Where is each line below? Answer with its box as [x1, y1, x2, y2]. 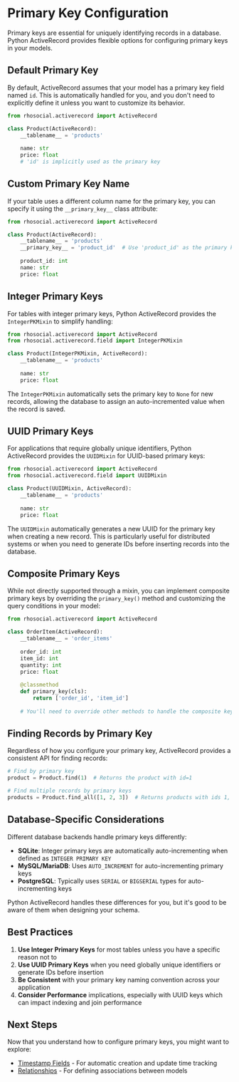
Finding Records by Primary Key [7, 728, 153, 740]
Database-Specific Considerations [7, 813, 165, 826]
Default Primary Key [7, 64, 99, 76]
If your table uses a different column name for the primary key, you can [7, 197, 216, 205]
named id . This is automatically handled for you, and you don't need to [7, 90, 216, 99]
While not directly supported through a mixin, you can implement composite [7, 586, 230, 595]
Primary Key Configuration [7, 5, 169, 21]
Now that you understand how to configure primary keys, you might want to [7, 1038, 230, 1046]
